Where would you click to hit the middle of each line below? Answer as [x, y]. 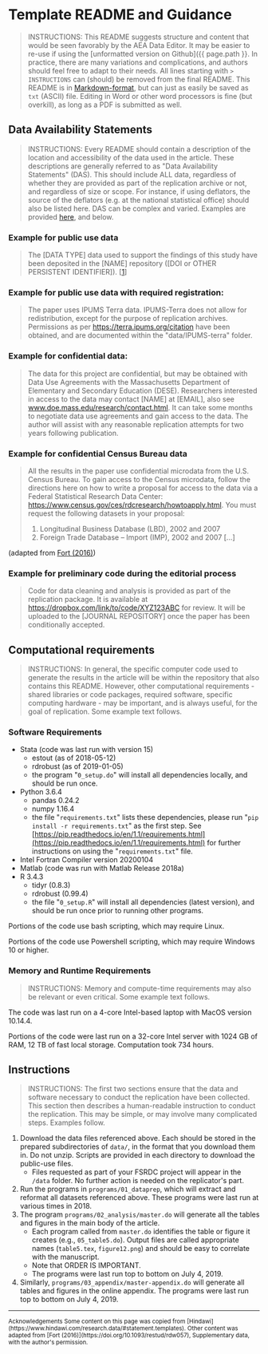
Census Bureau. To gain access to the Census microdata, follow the [139, 479]
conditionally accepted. [66, 625]
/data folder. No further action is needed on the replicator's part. [138, 1181]
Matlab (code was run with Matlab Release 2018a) [102, 869]
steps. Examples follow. [66, 1122]
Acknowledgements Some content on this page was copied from [97, 1322]
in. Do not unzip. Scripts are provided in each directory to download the [137, 1155]
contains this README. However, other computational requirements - [141, 686]
